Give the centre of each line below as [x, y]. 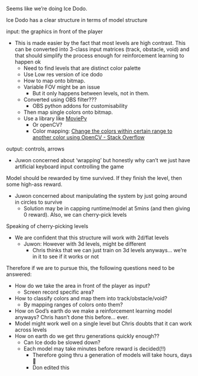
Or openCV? [47, 125]
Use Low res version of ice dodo [63, 74]
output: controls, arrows [35, 149]
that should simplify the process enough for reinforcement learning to [99, 55]
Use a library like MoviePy [55, 118]
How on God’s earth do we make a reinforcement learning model [93, 311]
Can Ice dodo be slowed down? [62, 342]
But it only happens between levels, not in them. [91, 93]
